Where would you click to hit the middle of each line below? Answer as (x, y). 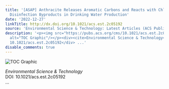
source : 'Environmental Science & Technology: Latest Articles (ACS (78, 29)
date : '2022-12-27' (26, 19)
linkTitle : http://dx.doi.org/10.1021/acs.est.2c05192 (64, 24)
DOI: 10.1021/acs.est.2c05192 (35, 76)
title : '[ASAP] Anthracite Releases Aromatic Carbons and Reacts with (81, 10)
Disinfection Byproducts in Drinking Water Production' (69, 15)
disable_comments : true (30, 47)
